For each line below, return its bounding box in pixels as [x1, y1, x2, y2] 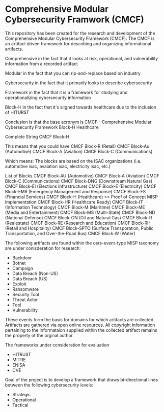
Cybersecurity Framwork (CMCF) [5, 14, 144, 25]
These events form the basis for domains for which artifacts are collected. [5, 316, 155, 322]
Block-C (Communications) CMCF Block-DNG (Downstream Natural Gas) [5, 178, 153, 184]
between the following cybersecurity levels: [5, 382, 93, 388]
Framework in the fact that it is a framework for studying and [5, 89, 128, 95]
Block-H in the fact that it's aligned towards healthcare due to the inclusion [5, 104, 156, 110]
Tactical [12, 402, 28, 408]
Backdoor [12, 255, 32, 261]
